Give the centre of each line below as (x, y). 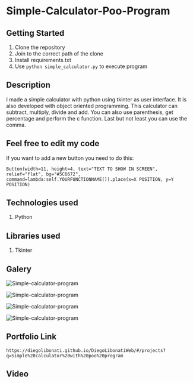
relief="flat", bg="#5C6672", (44, 174)
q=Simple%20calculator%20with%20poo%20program (65, 356)
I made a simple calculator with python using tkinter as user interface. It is (96, 99)
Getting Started (35, 33)
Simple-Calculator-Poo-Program (88, 11)
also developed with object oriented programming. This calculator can (92, 106)
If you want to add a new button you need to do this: (70, 158)
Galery (19, 269)
